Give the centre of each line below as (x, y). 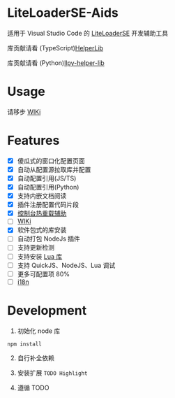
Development (47, 310)
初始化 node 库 (39, 331)
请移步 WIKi (24, 112)
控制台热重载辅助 (42, 213)
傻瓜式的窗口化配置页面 (51, 161)
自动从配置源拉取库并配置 (54, 169)
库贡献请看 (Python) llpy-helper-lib (56, 63)
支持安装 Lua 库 (40, 256)
